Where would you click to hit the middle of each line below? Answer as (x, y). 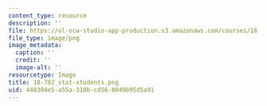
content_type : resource (48, 16)
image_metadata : (35, 45)
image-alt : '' (39, 68)
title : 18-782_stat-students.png (64, 82)
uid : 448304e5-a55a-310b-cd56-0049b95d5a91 (81, 90)
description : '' (35, 23)
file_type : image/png (44, 38)
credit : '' (33, 61)
